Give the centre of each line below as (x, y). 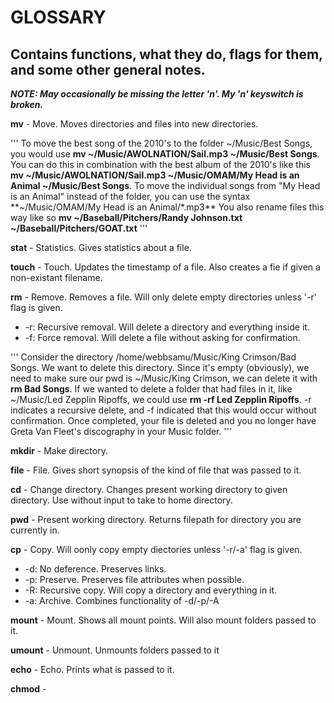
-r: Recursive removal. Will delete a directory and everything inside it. (167, 327)
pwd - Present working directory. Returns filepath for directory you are (156, 519)
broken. (27, 104)
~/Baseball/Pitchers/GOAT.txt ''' (79, 228)
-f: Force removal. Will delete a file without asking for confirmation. (162, 337)
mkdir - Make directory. (59, 450)
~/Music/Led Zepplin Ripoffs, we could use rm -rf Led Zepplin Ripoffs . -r (161, 399)
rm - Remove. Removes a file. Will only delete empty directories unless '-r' (163, 297)
